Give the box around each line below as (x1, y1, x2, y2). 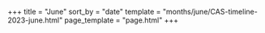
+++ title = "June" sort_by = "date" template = (7, 7, 161, 16)
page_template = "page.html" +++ (64, 15, 179, 25)
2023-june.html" (7, 15, 63, 25)
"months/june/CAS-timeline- (162, 7, 259, 16)
